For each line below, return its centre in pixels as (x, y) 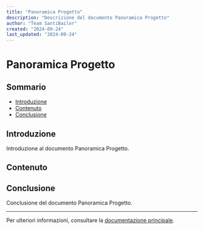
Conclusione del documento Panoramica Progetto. (69, 203)
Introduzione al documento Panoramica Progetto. (68, 148)
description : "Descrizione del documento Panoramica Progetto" (88, 18)
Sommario (26, 87)
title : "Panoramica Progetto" (45, 12)
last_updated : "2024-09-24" (42, 35)
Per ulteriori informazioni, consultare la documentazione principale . (90, 220)
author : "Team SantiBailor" (42, 23)
